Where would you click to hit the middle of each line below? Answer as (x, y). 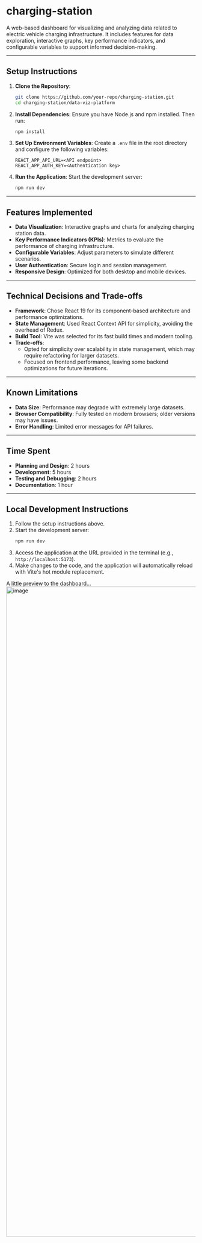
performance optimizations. (49, 317)
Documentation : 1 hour (44, 485)
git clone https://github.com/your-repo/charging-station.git (94, 97)
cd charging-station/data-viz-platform (65, 103)
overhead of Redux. (39, 330)
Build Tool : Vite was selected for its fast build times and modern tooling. (104, 336)
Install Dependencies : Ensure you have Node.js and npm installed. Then (105, 114)
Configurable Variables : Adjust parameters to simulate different (94, 253)
